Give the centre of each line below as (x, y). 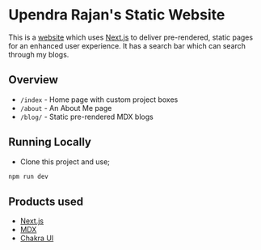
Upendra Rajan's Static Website (117, 15)
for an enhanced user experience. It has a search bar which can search (127, 45)
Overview (34, 80)
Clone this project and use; (65, 161)
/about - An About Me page (66, 108)
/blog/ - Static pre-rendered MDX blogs (86, 117)
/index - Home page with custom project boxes (99, 100)
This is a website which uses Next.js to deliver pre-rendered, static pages (130, 37)
